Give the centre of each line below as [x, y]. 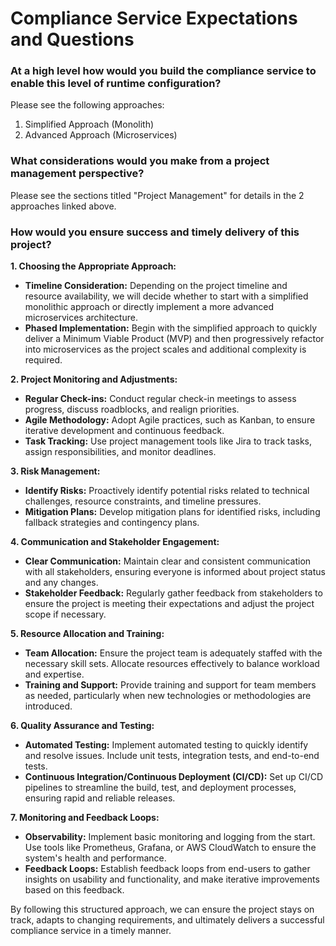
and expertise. [54, 674]
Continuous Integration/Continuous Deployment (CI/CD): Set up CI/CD [174, 777]
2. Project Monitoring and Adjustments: [94, 379]
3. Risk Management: [55, 471]
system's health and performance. [95, 858]
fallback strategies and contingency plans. [112, 523]
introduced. [48, 706]
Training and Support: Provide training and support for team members [170, 685]
